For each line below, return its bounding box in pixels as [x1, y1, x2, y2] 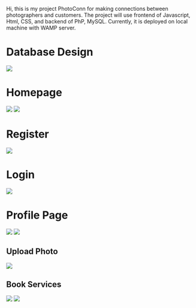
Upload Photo [6, 246, 58, 257]
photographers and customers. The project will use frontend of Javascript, [6, 11, 191, 19]
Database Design [6, 45, 94, 59]
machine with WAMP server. [6, 24, 76, 31]
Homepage [6, 86, 62, 100]
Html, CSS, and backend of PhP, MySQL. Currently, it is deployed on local [6, 18, 188, 25]
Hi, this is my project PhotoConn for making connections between [6, 5, 169, 12]
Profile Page [6, 208, 68, 222]
